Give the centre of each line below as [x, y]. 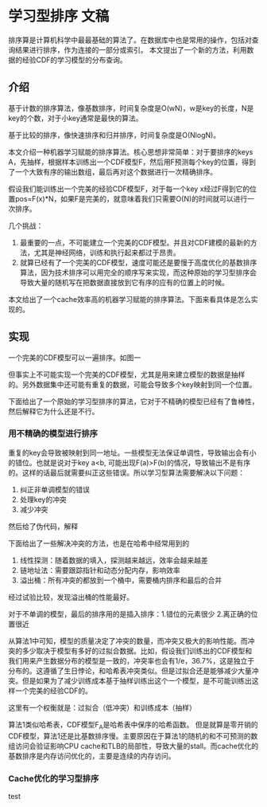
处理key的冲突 [43, 499]
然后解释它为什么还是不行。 [54, 411]
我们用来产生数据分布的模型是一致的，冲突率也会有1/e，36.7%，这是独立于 [132, 660]
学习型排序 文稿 [59, 16]
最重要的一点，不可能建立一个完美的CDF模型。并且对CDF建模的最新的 [135, 242]
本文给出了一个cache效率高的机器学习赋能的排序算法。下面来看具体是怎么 [130, 299]
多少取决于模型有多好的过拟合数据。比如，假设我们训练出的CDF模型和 [137, 651]
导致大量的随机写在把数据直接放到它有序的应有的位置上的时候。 [124, 282]
